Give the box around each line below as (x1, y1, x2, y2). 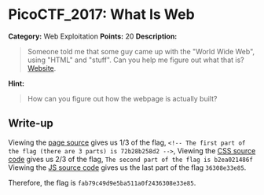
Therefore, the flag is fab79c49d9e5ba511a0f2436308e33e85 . (8, 178, 196, 187)
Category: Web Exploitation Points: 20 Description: (8, 31, 178, 41)
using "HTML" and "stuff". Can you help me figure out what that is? (27, 55, 245, 64)
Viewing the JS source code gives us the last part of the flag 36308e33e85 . (8, 163, 247, 172)
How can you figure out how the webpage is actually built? (27, 94, 218, 103)
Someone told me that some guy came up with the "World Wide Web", (27, 46, 255, 56)
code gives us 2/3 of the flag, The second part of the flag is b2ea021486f (8, 154, 254, 164)
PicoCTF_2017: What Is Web (8, 6, 195, 24)
